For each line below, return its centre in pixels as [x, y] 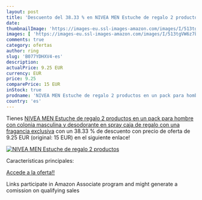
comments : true [25, 40]
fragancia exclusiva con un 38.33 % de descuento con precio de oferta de [98, 131]
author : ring [23, 51]
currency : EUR [24, 73]
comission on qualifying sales [43, 190]
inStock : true [24, 90]
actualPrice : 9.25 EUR [35, 68]
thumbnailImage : [26, 29]
